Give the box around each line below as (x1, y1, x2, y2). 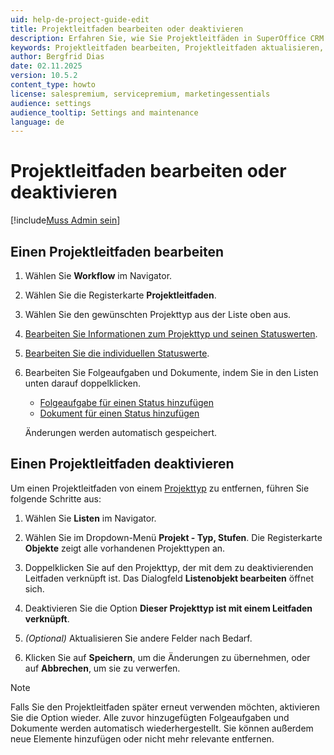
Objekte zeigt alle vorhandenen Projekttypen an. (24, 542, 226, 554)
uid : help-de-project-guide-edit (10, 14, 150, 25)
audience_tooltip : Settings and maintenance (10, 107, 199, 118)
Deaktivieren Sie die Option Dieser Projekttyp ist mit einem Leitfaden (24, 602, 313, 614)
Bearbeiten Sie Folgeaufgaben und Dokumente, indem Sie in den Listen (24, 367, 319, 378)
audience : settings (10, 98, 92, 108)
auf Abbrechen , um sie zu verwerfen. (24, 662, 181, 674)
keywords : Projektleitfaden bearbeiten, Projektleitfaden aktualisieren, (10, 42, 325, 53)
